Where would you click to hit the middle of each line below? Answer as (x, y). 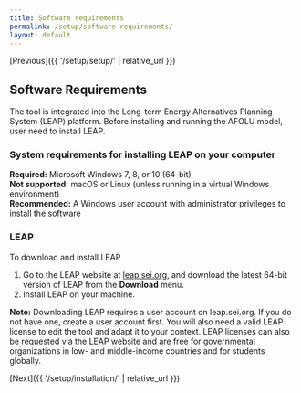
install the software (46, 213)
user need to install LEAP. (57, 131)
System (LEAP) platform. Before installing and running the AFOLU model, (146, 122)
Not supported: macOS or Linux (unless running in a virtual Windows (140, 185)
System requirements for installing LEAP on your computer (143, 154)
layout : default (40, 35)
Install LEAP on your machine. (78, 294)
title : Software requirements (67, 18)
